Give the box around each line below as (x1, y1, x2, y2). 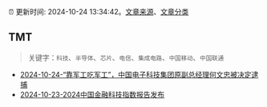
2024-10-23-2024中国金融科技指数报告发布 (19, 89, 165, 99)
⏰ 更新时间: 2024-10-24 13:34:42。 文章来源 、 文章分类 (8, 7, 189, 16)
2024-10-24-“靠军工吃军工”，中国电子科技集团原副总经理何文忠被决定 (19, 69, 252, 79)
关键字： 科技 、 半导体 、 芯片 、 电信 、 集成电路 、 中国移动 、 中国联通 (27, 53, 225, 62)
